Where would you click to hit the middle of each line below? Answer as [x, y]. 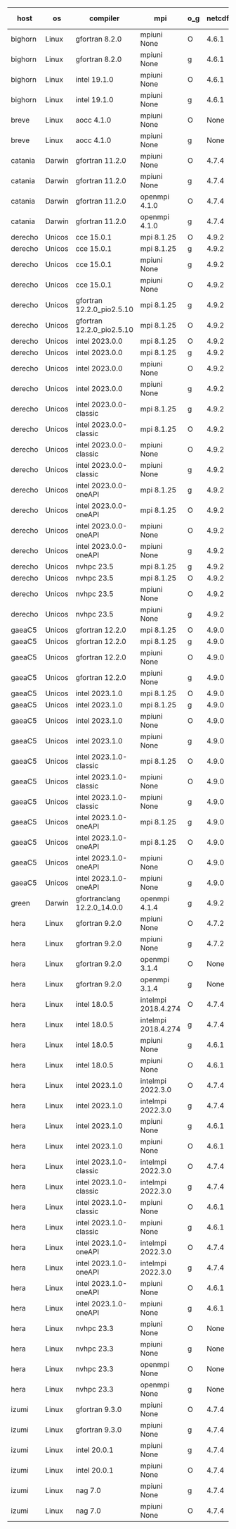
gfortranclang [98, 899]
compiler [104, 18]
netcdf [218, 18]
